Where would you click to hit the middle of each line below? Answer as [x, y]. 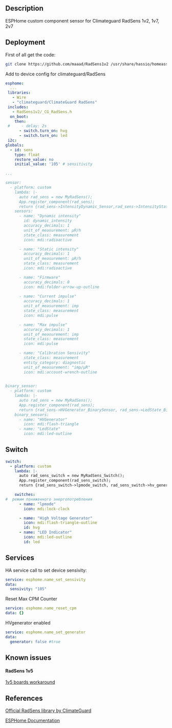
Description [24, 8]
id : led [32, 542]
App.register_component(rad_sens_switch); [65, 481]
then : [20, 121]
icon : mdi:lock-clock [47, 509]
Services [20, 558]
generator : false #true [35, 642]
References [24, 698]
